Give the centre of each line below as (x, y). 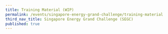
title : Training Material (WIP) (40, 10)
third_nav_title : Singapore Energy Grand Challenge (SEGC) (69, 19)
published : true (22, 24)
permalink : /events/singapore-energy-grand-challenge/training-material (84, 14)
